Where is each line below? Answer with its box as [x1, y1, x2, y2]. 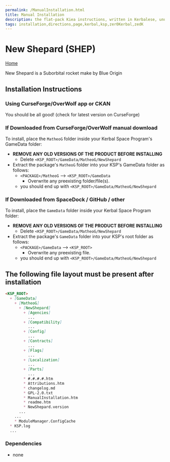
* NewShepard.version [23, 405, 69, 410]
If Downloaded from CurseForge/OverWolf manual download [5, 124, 158, 131]
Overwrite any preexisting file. [27, 250, 91, 256]
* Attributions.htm [23, 381, 65, 386]
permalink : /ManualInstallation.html [5, 7, 85, 13]
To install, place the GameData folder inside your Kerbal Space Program [5, 208, 151, 214]
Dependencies [5, 440, 42, 447]
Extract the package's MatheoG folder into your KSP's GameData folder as [12, 162, 165, 168]
